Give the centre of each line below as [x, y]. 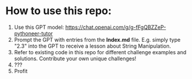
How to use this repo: [59, 11]
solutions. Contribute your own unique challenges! [75, 58]
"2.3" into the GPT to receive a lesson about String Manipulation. [92, 46]
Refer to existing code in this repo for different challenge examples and [100, 52]
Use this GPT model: [39, 27]
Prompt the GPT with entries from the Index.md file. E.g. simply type [97, 39]
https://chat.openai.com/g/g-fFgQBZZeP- [115, 27]
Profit [21, 71]
